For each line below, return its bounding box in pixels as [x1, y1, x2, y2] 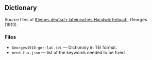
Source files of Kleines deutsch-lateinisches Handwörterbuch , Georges [4, 16, 148, 22]
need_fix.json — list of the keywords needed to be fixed [11, 50, 125, 56]
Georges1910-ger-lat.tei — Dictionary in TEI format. [11, 45, 117, 50]
